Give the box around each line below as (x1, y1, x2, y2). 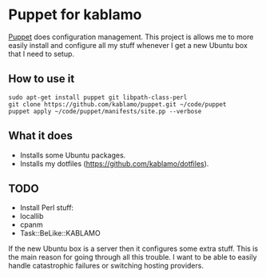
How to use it (8, 72, 75, 85)
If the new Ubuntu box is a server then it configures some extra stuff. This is (8, 244, 258, 253)
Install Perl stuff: (19, 203, 74, 212)
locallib (19, 212, 44, 221)
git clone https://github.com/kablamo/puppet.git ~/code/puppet (8, 100, 227, 109)
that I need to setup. (8, 49, 74, 58)
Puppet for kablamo (8, 6, 142, 24)
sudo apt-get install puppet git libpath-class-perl (8, 93, 188, 101)
